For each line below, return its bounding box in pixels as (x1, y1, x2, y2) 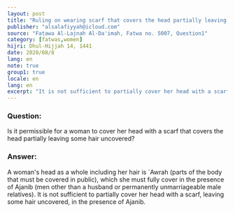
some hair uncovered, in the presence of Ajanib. (7, 197, 145, 206)
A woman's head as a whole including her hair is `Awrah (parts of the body (7, 168, 222, 176)
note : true (7, 62, 39, 69)
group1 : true (7, 68, 45, 75)
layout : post (7, 10, 45, 17)
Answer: (7, 152, 37, 161)
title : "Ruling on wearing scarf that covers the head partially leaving (7, 17, 227, 24)
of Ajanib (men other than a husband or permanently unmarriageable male (7, 182, 222, 191)
